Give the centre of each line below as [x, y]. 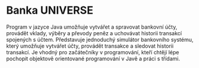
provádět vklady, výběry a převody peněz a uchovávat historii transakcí [94, 33]
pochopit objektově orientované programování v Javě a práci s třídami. [93, 58]
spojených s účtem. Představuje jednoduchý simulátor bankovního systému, [100, 39]
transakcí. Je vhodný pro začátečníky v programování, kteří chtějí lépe [93, 52]
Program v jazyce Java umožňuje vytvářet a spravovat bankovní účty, [92, 27]
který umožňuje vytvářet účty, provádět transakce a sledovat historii [90, 46]
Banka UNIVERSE [50, 10]
